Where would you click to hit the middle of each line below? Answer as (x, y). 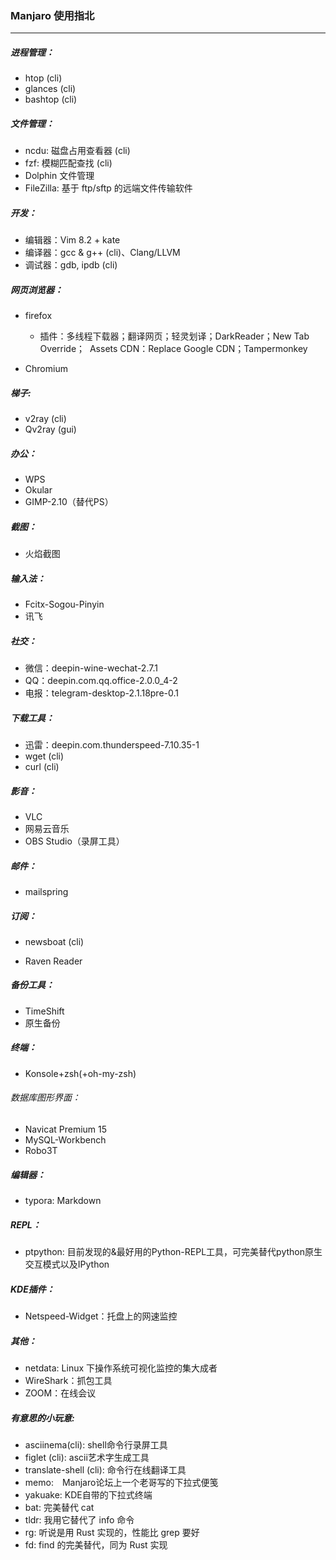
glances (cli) (50, 89)
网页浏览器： (36, 289)
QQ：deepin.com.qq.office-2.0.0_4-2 (101, 681)
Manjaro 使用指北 (52, 15)
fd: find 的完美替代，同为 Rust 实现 (96, 1544)
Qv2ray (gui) (50, 429)
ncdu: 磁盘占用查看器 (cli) (77, 151)
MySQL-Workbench (65, 1140)
